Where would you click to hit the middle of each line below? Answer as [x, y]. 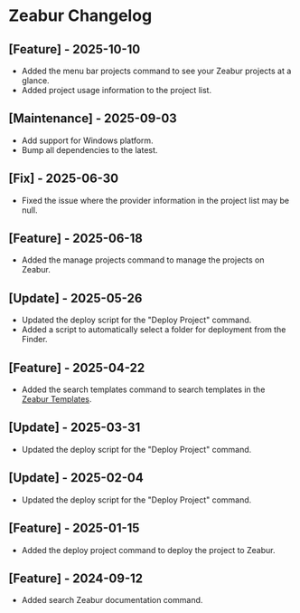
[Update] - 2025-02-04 [76, 478]
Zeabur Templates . [56, 399]
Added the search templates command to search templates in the [143, 389]
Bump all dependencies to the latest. [89, 149]
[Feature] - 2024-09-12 [76, 578]
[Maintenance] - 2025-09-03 [93, 119]
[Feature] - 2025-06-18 [76, 239]
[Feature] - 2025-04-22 [77, 368]
